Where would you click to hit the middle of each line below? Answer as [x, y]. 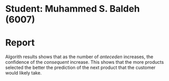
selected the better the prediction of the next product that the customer [80, 68]
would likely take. [23, 73]
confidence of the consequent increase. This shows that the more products [85, 62]
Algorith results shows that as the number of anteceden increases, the [79, 57]
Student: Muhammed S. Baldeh [73, 9]
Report [20, 43]
